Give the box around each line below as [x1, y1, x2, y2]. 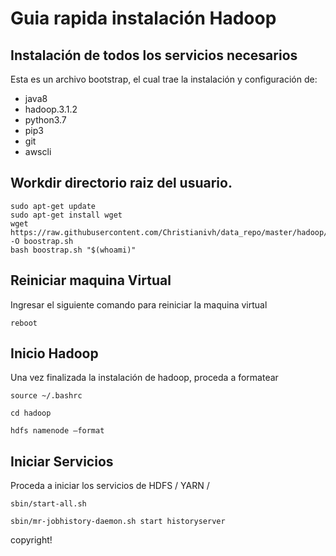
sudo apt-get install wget [10, 210, 123, 220]
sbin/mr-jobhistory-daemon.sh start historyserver [10, 517, 226, 527]
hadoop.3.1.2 [24, 103, 78, 115]
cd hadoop [10, 408, 52, 419]
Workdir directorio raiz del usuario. [10, 175, 233, 192]
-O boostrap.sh [10, 236, 74, 246]
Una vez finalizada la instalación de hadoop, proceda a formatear [10, 372, 279, 384]
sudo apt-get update [10, 201, 97, 211]
